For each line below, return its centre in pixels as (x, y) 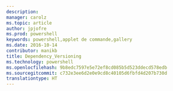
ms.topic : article (29, 23)
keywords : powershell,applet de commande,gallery (69, 40)
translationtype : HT (32, 78)
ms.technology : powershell (40, 62)
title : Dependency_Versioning (44, 56)
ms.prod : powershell (32, 34)
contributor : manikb (32, 51)
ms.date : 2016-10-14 (32, 45)
